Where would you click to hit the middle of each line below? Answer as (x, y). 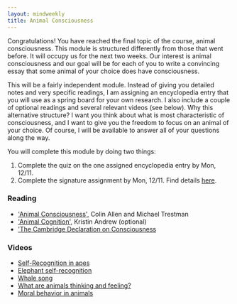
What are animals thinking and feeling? (74, 286)
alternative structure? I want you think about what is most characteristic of (116, 115)
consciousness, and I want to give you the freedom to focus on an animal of (118, 122)
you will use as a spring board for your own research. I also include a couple (119, 99)
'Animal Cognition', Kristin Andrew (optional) (82, 222)
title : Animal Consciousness (50, 21)
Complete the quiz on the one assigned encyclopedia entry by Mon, (117, 165)
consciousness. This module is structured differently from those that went (115, 48)
